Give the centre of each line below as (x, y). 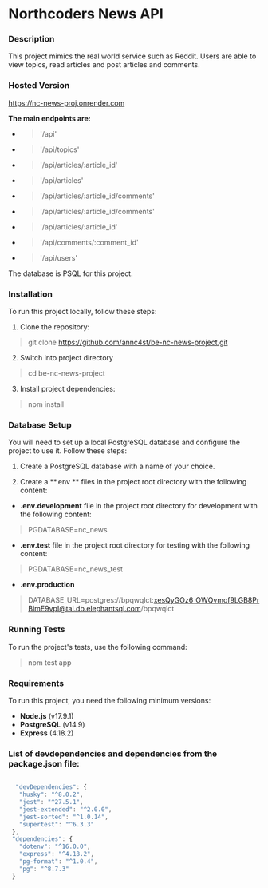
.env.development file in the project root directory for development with (138, 506)
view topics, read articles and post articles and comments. (104, 65)
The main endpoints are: (49, 118)
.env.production (47, 585)
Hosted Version (39, 86)
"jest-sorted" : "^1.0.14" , (64, 817)
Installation (31, 294)
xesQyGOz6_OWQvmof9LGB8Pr (207, 600)
